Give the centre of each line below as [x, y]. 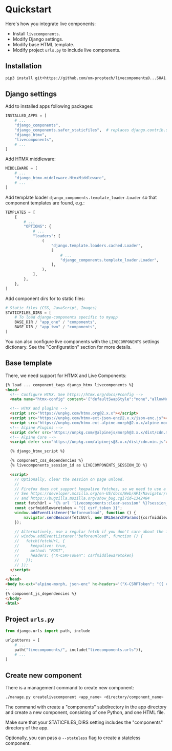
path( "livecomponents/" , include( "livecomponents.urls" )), [79, 650]
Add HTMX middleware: [30, 159]
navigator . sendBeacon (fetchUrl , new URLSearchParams [81, 517]
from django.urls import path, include [48, 631]
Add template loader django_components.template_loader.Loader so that [81, 197]
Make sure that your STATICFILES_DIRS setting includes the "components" [84, 722]
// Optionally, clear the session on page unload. [70, 479]
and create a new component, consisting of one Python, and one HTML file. [85, 712]
